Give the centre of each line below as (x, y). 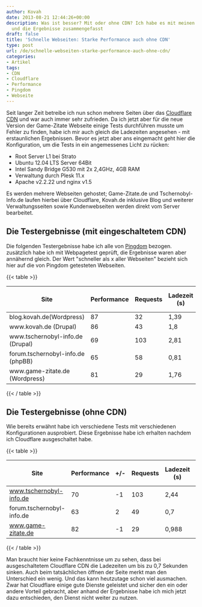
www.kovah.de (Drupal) (43, 326)
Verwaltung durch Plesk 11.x (50, 175)
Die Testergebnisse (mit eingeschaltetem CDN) (96, 232)
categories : (21, 56)
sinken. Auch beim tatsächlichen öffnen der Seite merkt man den (87, 572)
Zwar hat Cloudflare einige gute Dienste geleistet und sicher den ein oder (97, 585)
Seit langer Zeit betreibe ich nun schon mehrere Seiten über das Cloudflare (99, 112)
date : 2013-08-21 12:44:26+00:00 (48, 17)
